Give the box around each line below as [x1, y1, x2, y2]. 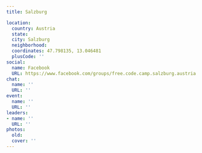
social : [6, 59, 26, 65]
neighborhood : [11, 42, 47, 48]
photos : [6, 126, 26, 133]
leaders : [6, 109, 28, 116]
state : [11, 31, 28, 37]
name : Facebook [11, 65, 50, 71]
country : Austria [11, 25, 56, 31]
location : [6, 19, 31, 26]
